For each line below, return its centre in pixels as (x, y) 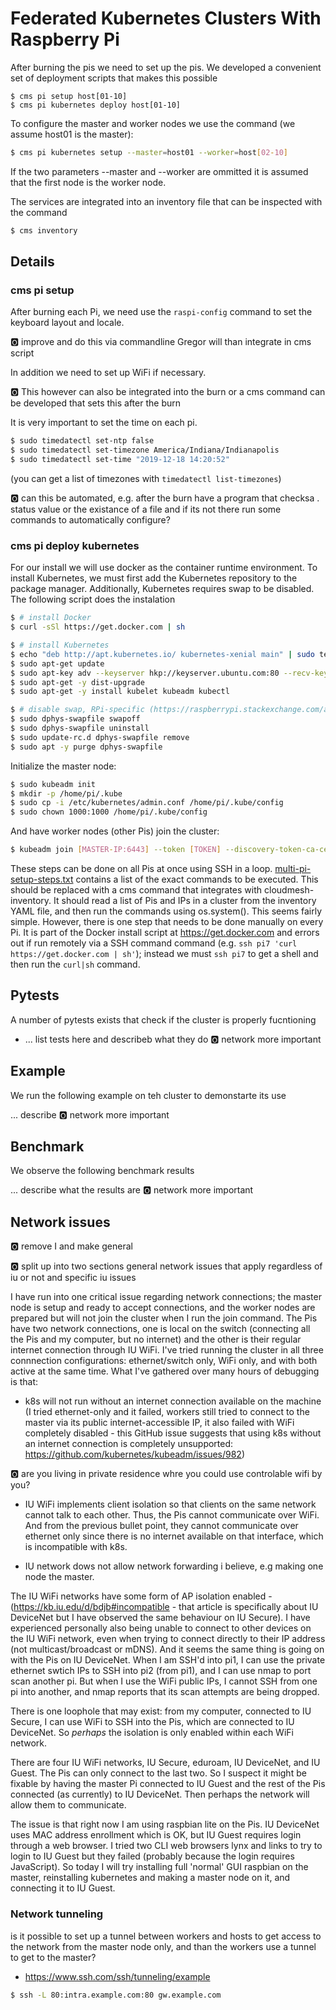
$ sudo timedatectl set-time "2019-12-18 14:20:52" (120, 460)
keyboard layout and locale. (67, 323)
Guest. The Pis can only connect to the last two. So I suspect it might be (158, 1773)
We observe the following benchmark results (102, 1171)
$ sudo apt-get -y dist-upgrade (77, 682)
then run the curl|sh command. (75, 964)
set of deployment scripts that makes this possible (114, 78)
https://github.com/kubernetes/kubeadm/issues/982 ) (135, 1454)
